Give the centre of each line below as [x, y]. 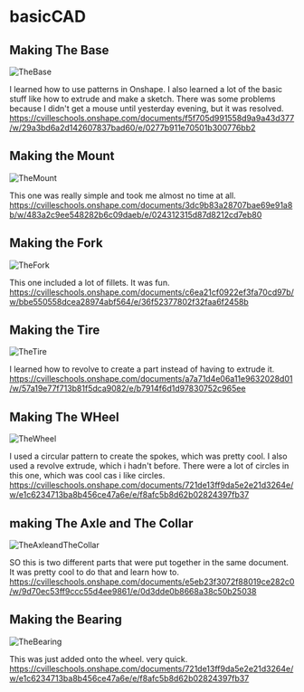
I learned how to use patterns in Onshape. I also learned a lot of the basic [146, 89]
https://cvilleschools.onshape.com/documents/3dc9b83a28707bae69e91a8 [151, 204]
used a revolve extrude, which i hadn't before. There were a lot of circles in [149, 466]
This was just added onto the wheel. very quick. [99, 659]
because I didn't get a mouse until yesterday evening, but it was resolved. [147, 109]
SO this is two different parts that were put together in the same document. [149, 563]
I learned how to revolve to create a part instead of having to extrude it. [142, 369]
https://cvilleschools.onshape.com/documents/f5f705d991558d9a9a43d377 [152, 118]
